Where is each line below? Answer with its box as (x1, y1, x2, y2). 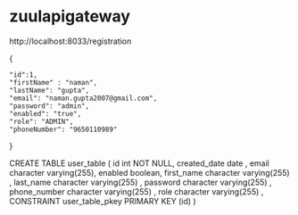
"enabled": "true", (9, 109, 82, 118)
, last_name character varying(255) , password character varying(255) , (9, 177, 272, 187)
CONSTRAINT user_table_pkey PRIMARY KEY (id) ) (9, 195, 196, 206)
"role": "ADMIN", (9, 117, 74, 126)
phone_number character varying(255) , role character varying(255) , (9, 186, 264, 197)
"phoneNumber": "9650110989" (9, 125, 118, 134)
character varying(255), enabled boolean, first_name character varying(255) (9, 167, 290, 178)
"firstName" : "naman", (9, 78, 98, 87)
